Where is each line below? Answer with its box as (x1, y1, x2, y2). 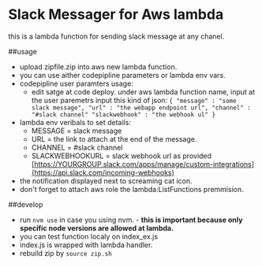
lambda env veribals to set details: (19, 117, 132, 127)
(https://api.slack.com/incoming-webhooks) (31, 168, 175, 177)
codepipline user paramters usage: (19, 79, 134, 88)
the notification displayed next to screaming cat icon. (19, 175, 193, 186)
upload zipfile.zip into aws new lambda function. (19, 61, 178, 72)
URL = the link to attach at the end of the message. (31, 134, 197, 143)
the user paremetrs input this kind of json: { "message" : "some (31, 95, 237, 105)
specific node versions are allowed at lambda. (19, 223, 174, 233)
